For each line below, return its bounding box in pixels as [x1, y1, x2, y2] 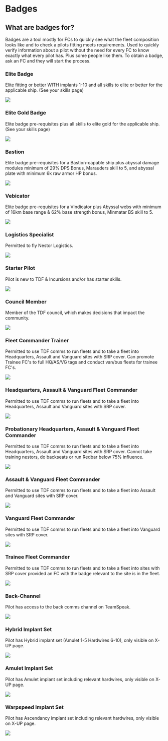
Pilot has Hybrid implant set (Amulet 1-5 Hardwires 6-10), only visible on [5, 637, 154, 643]
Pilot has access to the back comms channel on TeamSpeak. [5, 604, 131, 610]
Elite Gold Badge [5, 109, 46, 116]
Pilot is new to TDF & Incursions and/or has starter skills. [5, 276, 122, 282]
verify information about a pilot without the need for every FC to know [5, 47, 149, 53]
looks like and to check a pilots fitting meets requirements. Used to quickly [5, 42, 159, 48]
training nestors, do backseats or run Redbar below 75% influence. [5, 454, 144, 460]
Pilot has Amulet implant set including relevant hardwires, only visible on [5, 676, 154, 682]
